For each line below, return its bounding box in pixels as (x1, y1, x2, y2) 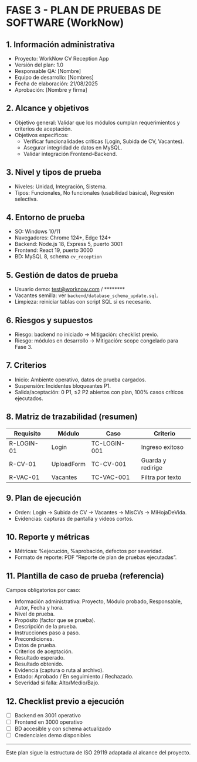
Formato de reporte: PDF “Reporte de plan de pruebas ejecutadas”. (14, 554, 177, 561)
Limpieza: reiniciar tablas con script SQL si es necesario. (14, 298, 151, 305)
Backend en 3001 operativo (14, 711, 81, 718)
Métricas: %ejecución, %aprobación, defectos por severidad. (14, 548, 164, 555)
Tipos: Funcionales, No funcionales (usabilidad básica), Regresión (14, 189, 175, 196)
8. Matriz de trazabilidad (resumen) (6, 412, 138, 422)
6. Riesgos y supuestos (6, 315, 93, 325)
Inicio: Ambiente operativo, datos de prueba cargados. (14, 376, 147, 383)
